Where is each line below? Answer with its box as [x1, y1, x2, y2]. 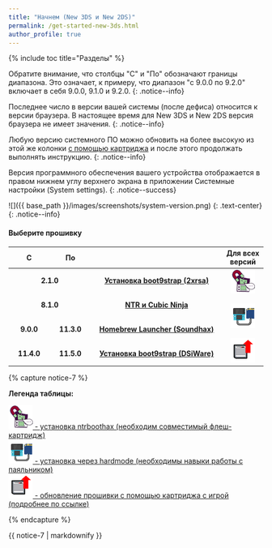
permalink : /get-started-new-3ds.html [8, 21, 139, 30]
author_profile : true [8, 30, 82, 38]
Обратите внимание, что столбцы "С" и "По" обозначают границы [8, 69, 238, 79]
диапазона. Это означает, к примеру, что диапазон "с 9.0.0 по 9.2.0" [8, 78, 245, 88]
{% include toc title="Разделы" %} [8, 54, 125, 63]
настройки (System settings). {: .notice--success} [8, 185, 176, 195]
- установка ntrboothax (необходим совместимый [34, 422, 208, 431]
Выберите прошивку [8, 228, 83, 238]
